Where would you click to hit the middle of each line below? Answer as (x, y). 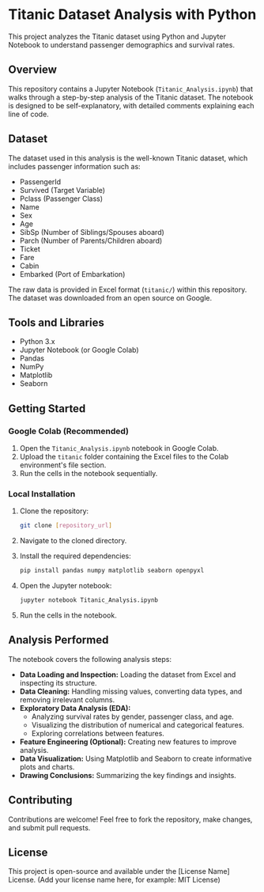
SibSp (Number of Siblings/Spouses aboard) (92, 232)
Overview (33, 70)
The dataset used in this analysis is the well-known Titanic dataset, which (128, 158)
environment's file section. (63, 465)
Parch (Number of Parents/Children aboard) (91, 240)
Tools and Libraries (56, 322)
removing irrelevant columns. (67, 699)
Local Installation (42, 493)
